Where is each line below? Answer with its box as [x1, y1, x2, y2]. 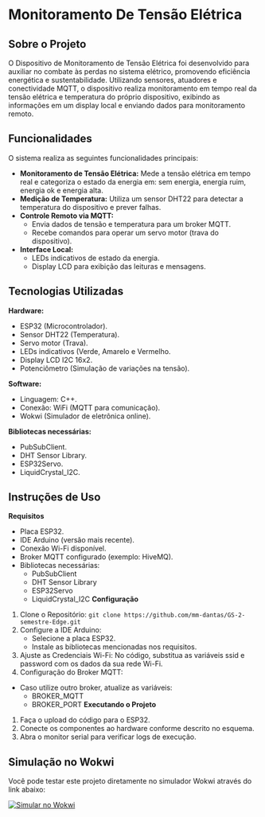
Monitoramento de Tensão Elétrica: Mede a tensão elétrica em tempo [19, 169, 251, 178]
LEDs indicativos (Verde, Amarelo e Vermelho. [19, 346, 171, 356]
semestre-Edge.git [19, 618, 81, 626]
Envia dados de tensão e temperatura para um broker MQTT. [31, 219, 232, 228]
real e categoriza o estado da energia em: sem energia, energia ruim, [19, 177, 247, 186]
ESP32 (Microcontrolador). [19, 321, 108, 331]
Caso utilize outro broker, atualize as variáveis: [19, 683, 173, 693]
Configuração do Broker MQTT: [19, 667, 123, 677]
